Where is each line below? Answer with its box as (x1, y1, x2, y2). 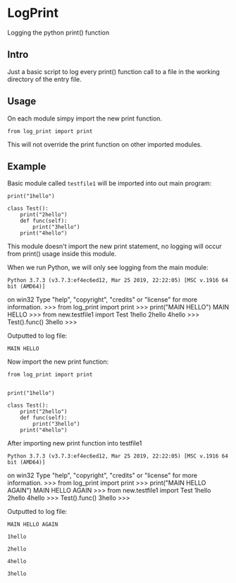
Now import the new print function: (7, 357, 109, 366)
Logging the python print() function (7, 28, 110, 37)
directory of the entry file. (7, 75, 82, 83)
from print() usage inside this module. (7, 250, 117, 258)
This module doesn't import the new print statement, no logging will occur (7, 242, 222, 251)
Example (7, 160, 46, 172)
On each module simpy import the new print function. (7, 114, 163, 123)
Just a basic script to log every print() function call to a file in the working (7, 67, 221, 75)
